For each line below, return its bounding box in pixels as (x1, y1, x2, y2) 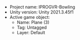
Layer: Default (16, 30, 45, 35)
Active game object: (9, 14, 50, 20)
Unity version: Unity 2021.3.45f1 (9, 9, 74, 15)
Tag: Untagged (16, 25, 47, 30)
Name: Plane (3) (16, 19, 49, 25)
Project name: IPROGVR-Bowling (9, 4, 75, 10)
